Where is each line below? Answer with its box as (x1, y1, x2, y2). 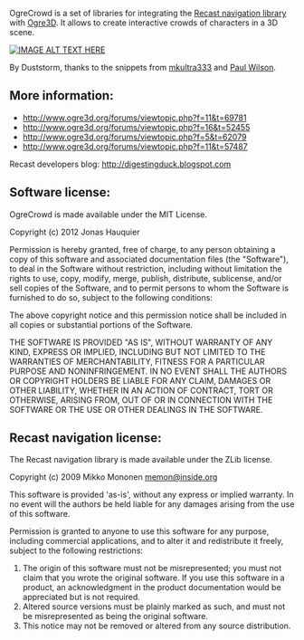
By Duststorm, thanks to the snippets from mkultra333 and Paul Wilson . (9, 62, 276, 72)
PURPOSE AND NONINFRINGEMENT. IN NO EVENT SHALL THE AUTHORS (9, 366, 288, 377)
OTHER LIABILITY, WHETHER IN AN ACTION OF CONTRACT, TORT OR (9, 385, 273, 396)
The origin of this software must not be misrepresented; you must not (22, 563, 282, 574)
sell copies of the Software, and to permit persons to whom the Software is (9, 282, 290, 293)
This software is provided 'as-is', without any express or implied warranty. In (9, 489, 294, 501)
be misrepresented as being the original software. (22, 611, 208, 622)
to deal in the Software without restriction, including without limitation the (9, 263, 282, 274)
